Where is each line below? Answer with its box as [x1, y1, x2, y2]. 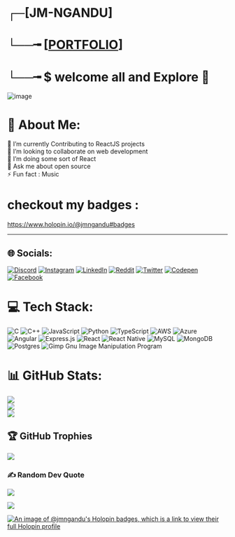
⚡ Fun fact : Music [7, 170, 59, 179]
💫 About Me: [7, 117, 81, 132]
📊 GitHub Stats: [7, 368, 103, 384]
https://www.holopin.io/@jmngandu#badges [7, 221, 135, 229]
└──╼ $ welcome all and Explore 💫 [7, 69, 210, 85]
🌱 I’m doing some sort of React [7, 155, 97, 163]
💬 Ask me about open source [7, 162, 91, 171]
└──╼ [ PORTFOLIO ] [7, 37, 124, 53]
